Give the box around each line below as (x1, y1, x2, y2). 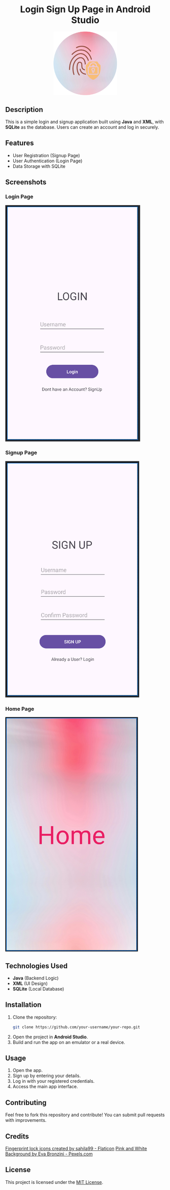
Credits (5, 1132, 29, 1141)
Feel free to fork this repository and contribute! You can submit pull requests (5, 1112, 165, 1118)
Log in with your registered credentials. (12, 1078, 95, 1084)
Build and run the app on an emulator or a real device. (12, 1039, 125, 1045)
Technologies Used (5, 962, 67, 970)
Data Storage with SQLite (12, 163, 66, 169)
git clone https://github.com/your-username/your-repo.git (12, 1024, 141, 1030)
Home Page (5, 705, 35, 712)
